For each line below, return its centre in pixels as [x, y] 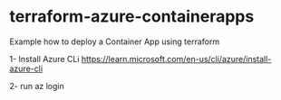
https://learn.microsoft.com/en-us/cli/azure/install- [176, 59]
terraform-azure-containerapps [132, 17]
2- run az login [37, 86]
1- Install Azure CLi [44, 59]
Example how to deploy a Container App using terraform [115, 41]
